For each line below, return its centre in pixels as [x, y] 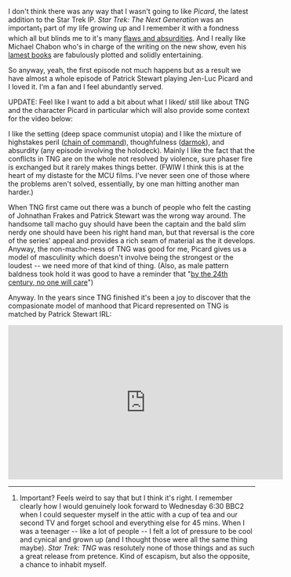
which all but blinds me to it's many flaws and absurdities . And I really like [127, 38]
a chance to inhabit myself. [63, 564]
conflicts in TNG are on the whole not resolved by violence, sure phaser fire [130, 158]
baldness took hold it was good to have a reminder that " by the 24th [118, 274]
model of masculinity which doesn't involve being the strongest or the [121, 257]
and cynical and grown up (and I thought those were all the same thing [133, 539]
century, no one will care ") [51, 282]
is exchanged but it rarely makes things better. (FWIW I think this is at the [126, 167]
